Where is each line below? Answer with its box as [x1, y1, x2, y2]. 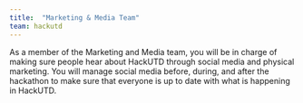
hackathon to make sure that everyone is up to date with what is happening [9, 75, 290, 86]
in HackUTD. [9, 85, 57, 96]
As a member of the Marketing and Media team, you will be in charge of [9, 46, 278, 57]
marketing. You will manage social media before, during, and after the [9, 65, 269, 77]
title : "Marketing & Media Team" [9, 13, 141, 23]
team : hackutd [9, 22, 64, 31]
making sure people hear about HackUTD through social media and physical [9, 56, 295, 67]
